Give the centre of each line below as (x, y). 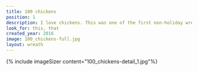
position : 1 (21, 17)
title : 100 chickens (32, 12)
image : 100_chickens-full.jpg (43, 39)
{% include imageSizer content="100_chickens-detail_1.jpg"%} (82, 61)
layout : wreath (25, 45)
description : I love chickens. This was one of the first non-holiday (95, 22)
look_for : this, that (33, 28)
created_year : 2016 (30, 34)
